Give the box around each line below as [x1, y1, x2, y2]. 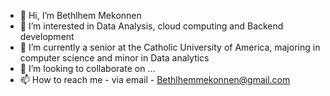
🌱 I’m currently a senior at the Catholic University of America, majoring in [19, 41, 321, 53]
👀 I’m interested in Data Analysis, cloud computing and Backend [19, 20, 284, 32]
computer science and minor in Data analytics [19, 52, 210, 64]
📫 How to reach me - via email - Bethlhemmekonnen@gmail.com [19, 74, 291, 85]
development [19, 31, 75, 42]
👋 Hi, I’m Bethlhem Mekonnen [19, 10, 142, 21]
